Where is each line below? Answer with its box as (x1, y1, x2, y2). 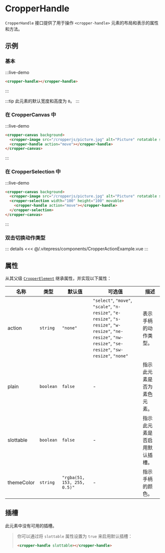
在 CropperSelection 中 (5, 168, 61, 175)
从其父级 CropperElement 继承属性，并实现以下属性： (5, 275, 112, 281)
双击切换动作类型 (5, 234, 46, 241)
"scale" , (92, 303, 112, 310)
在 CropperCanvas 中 (5, 111, 56, 118)
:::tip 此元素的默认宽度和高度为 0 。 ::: (5, 98, 80, 104)
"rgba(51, (62, 475, 85, 480)
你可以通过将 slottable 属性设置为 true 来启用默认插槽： (17, 533, 133, 539)
